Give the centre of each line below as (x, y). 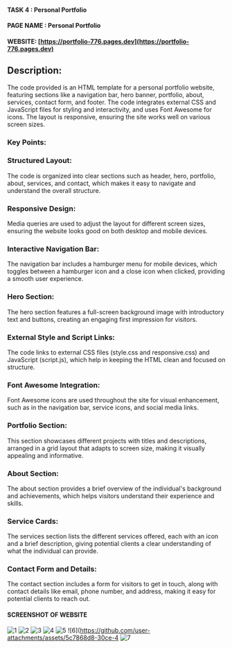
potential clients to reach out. (49, 599)
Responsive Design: (42, 208)
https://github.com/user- (115, 630)
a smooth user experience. (45, 279)
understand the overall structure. (54, 190)
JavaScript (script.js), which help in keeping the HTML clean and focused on (116, 360)
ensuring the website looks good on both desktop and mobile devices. (107, 231)
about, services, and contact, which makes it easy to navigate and (101, 183)
